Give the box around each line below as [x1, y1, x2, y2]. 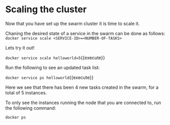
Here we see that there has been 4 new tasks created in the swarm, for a [5, 84, 159, 90]
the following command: [5, 105, 56, 111]
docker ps [5, 115, 27, 120]
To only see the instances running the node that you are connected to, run [5, 99, 161, 106]
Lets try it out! [5, 44, 35, 51]
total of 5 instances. [5, 89, 47, 95]
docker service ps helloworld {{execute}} [5, 74, 94, 80]
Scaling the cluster [5, 4, 87, 15]
